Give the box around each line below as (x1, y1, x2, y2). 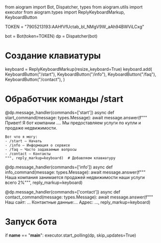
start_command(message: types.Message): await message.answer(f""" (5, 114, 147, 120)
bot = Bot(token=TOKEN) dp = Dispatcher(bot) (5, 33, 98, 39)
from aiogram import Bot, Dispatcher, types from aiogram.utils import (5, 4, 143, 10)
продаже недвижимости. (5, 125, 57, 130)
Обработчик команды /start (5, 94, 123, 105)
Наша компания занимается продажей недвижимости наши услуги (5, 174, 145, 180)
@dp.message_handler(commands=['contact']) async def (5, 189, 120, 194)
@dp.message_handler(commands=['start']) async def (5, 109, 115, 115)
